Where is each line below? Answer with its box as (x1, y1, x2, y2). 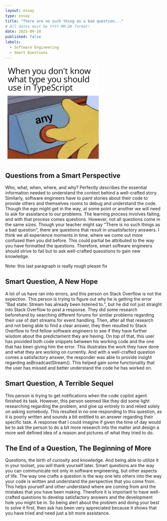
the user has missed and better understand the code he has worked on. (5, 364, 153, 371)
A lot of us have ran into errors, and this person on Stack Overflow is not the (5, 291, 162, 297)
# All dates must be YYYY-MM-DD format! (5, 24, 91, 29)
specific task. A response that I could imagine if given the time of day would (5, 419, 161, 425)
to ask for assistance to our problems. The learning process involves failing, (5, 211, 161, 217)
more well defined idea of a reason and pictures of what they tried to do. (5, 429, 154, 436)
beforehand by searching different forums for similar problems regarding (5, 312, 155, 318)
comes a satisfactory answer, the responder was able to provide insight (5, 354, 152, 360)
